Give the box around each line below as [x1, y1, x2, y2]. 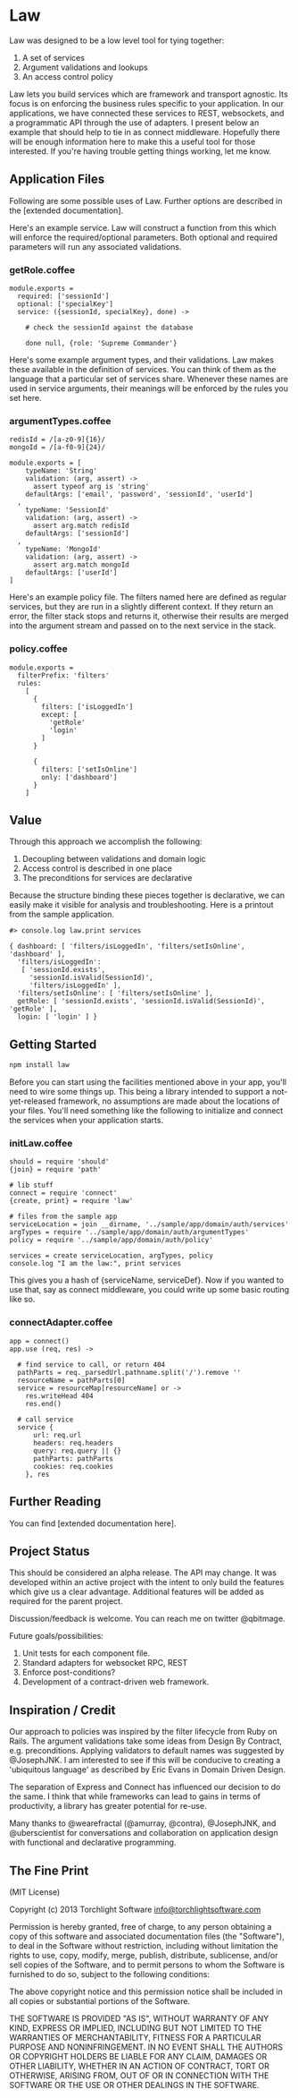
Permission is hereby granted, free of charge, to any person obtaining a [9, 1921, 272, 1932]
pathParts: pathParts [32, 1454, 114, 1463]
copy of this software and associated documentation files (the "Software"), [9, 1931, 286, 1941]
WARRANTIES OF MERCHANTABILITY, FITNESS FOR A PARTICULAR [9, 2032, 261, 2043]
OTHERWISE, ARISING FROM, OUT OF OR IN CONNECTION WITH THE [9, 2069, 269, 2081]
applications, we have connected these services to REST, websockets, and [9, 107, 285, 118]
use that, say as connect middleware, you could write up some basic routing [9, 1284, 290, 1295]
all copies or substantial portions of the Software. [9, 1995, 190, 2006]
